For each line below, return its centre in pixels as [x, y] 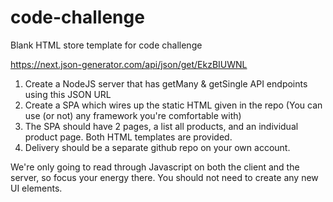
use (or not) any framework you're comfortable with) [133, 115]
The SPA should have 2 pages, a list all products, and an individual [161, 126]
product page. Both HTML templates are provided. [128, 137]
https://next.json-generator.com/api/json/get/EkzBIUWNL [129, 64]
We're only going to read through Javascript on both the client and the [155, 167]
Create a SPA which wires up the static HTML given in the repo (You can [173, 105]
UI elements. [36, 188]
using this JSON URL [68, 94]
